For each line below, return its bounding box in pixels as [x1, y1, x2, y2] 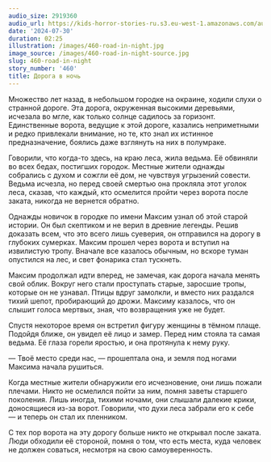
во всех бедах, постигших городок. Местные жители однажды [8, 161, 225, 171]
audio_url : [8, 19, 45, 28]
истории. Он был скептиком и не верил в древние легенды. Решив [8, 220, 239, 230]
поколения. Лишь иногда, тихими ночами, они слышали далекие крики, [8, 394, 256, 405]
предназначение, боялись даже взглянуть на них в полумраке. [8, 137, 227, 146]
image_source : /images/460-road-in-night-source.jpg [8, 49, 190, 57]
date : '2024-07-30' [8, 27, 74, 35]
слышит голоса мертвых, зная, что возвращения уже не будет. [8, 304, 226, 314]
